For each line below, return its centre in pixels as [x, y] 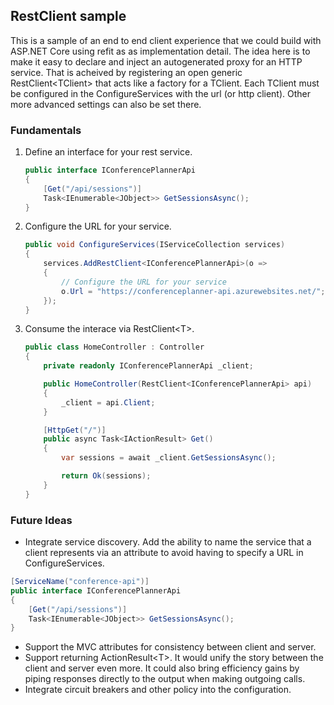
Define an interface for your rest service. [108, 152]
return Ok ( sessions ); [106, 476]
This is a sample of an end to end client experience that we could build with [166, 40]
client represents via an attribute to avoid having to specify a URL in [164, 553]
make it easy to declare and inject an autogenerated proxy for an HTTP [156, 61]
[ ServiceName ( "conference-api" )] [80, 582]
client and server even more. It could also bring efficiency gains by [162, 668]
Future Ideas [41, 520]
